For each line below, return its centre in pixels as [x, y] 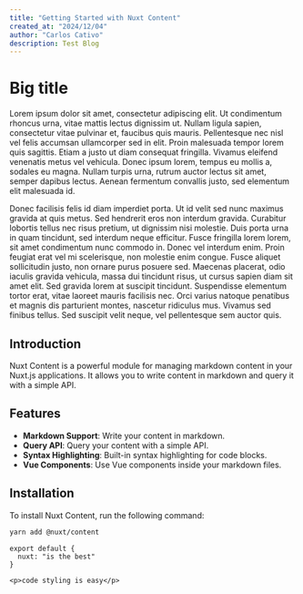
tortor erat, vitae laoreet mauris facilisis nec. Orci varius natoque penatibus [149, 296]
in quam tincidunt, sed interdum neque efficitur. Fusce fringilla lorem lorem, [150, 238]
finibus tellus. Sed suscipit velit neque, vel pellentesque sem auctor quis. [146, 315]
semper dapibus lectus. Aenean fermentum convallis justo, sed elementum [149, 181]
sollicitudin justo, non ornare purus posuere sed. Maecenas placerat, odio [147, 267]
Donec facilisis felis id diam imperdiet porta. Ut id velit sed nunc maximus [146, 209]
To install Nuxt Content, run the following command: [107, 515]
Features [35, 414]
